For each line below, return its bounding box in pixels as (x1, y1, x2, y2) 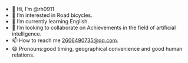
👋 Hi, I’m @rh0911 (11, 6, 55, 12)
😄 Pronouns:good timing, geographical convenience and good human (11, 45, 183, 52)
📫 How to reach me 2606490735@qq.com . (11, 37, 119, 44)
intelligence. (11, 30, 42, 37)
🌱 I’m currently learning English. (11, 18, 90, 24)
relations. (11, 51, 35, 58)
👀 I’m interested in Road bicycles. (11, 12, 93, 19)
